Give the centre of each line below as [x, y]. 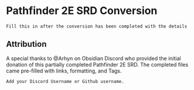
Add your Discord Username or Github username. [65, 81]
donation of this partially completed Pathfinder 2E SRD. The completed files [97, 64]
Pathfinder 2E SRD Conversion [82, 11]
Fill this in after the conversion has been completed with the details [97, 26]
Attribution [26, 44]
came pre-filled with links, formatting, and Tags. [64, 71]
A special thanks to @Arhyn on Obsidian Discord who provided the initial [93, 58]
